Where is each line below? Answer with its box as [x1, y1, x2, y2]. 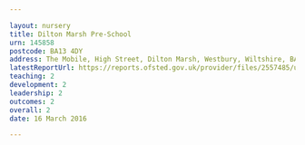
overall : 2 [9, 105, 51, 114]
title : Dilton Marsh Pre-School [9, 29, 132, 39]
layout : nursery [9, 21, 71, 30]
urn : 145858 [9, 38, 54, 47]
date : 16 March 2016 [9, 114, 88, 123]
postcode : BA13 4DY [9, 46, 84, 55]
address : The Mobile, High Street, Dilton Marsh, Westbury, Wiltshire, [9, 55, 286, 64]
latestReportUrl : [9, 63, 75, 72]
